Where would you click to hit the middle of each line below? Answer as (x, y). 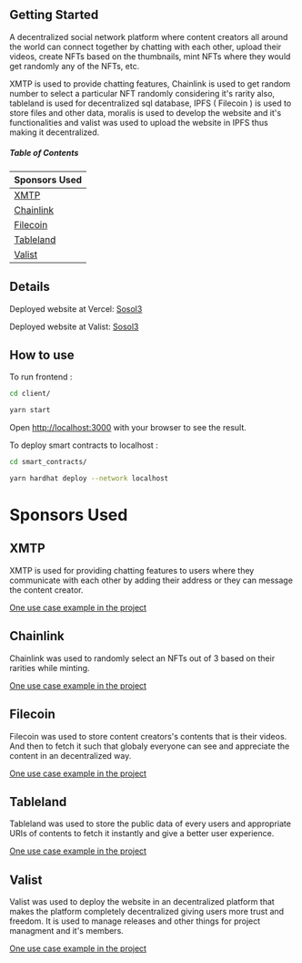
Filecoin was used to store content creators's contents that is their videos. (148, 736)
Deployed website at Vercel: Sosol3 (76, 308)
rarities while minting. (50, 668)
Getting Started (54, 15)
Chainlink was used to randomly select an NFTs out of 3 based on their (142, 658)
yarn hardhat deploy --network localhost (89, 479)
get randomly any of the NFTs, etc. (75, 66)
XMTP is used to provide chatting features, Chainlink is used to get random (150, 83)
